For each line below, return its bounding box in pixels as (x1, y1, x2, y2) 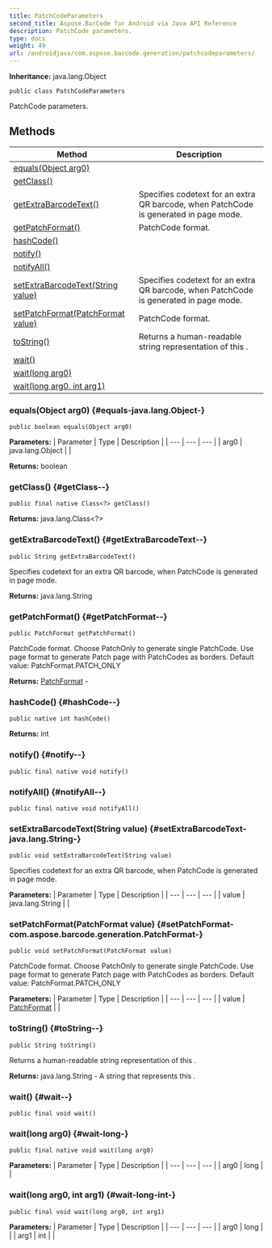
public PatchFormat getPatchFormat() (9, 629, 136, 637)
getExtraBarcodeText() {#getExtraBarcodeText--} (9, 534, 208, 545)
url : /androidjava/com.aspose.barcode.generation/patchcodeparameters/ (9, 49, 255, 57)
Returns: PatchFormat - (9, 676, 89, 686)
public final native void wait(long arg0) (9, 1146, 154, 1155)
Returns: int (9, 729, 49, 739)
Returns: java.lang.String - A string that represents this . (9, 1071, 196, 1081)
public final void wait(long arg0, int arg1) (9, 1208, 165, 1216)
